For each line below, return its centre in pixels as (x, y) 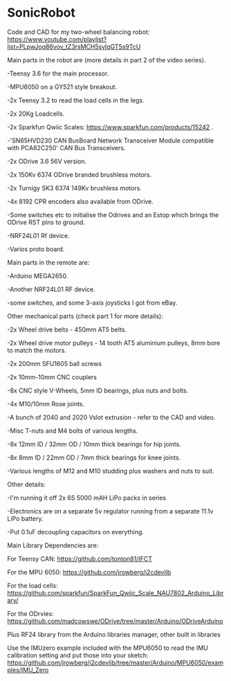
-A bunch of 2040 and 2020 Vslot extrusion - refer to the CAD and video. (111, 417)
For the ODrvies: (30, 613)
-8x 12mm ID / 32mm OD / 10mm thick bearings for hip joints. (94, 444)
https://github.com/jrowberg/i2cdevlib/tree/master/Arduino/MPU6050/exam (115, 662)
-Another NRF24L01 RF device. (51, 289)
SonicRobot (41, 13)
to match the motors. (37, 350)
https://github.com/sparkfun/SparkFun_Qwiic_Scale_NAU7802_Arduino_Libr (115, 592)
